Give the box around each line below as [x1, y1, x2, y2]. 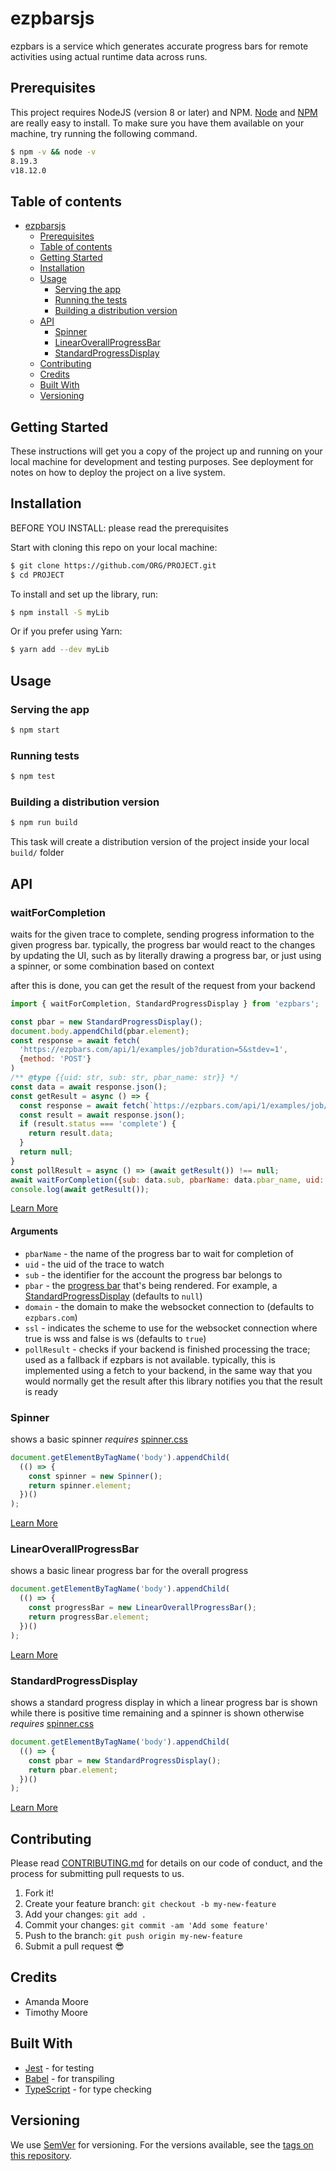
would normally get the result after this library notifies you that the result [24, 1375, 323, 1387]
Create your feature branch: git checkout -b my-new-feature [24, 1898, 277, 1910]
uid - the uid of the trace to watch [24, 1258, 165, 1270]
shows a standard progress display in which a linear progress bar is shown [10, 1697, 318, 1708]
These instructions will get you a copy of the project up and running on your [10, 445, 323, 457]
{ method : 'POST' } [19, 1054, 92, 1064]
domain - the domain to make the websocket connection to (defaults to [24, 1300, 315, 1312]
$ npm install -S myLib [10, 607, 110, 617]
